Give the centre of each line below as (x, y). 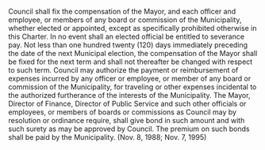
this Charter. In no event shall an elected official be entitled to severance (126, 36)
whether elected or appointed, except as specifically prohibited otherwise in (132, 28)
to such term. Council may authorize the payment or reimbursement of (123, 70)
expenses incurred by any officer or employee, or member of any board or (130, 79)
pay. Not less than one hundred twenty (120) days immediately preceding (128, 45)
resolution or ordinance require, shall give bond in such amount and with (127, 120)
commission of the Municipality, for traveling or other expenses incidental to (132, 87)
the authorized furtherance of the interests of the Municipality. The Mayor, (129, 95)
